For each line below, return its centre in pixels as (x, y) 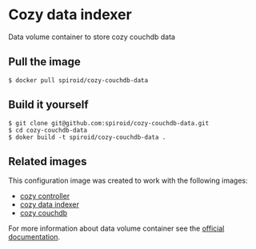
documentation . (34, 237)
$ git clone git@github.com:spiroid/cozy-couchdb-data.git (109, 123)
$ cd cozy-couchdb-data (48, 130)
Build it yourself (49, 105)
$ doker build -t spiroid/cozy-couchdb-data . (87, 137)
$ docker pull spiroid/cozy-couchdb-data (78, 80)
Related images (48, 161)
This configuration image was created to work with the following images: (128, 180)
